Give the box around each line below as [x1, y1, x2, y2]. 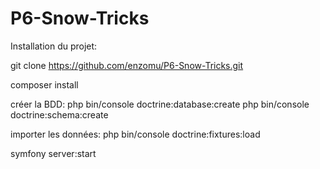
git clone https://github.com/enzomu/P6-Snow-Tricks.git [10, 59, 244, 71]
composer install [10, 78, 79, 91]
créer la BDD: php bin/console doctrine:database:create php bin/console [10, 98, 310, 110]
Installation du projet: [10, 40, 98, 52]
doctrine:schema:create [10, 108, 109, 121]
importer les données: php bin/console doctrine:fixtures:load [10, 128, 261, 140]
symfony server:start [10, 147, 97, 159]
